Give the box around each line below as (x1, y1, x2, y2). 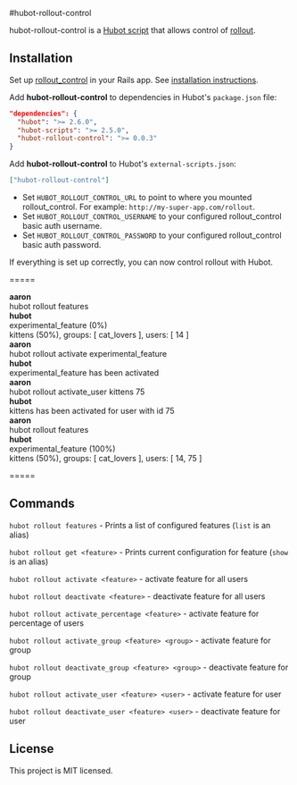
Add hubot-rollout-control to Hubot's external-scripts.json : (9, 158, 236, 169)
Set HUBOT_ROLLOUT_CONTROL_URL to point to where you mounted (21, 192, 252, 203)
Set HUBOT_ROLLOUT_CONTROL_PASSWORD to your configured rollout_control (21, 230, 283, 241)
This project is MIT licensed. (9, 764, 113, 776)
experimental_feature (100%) (9, 443, 116, 454)
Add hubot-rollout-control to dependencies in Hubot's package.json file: (9, 91, 277, 102)
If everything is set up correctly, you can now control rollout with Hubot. (9, 257, 274, 267)
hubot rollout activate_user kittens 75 (9, 386, 145, 397)
